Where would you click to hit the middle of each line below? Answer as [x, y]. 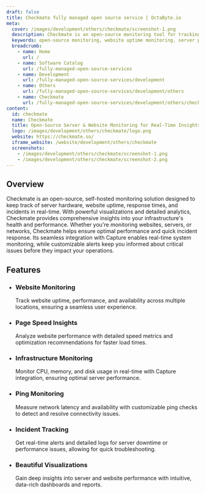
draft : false [23, 12]
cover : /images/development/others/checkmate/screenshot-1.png [94, 29]
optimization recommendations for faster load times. [81, 343]
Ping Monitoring [39, 394]
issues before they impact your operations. [60, 251]
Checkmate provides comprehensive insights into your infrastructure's [95, 218]
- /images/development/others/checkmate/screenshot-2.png [92, 159]
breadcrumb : [27, 46]
